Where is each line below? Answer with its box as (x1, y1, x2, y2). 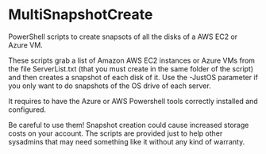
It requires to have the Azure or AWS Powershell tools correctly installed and (8, 96, 258, 106)
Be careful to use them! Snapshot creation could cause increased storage (8, 120, 249, 129)
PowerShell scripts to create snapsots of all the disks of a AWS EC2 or (8, 32, 238, 41)
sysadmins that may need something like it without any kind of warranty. (8, 137, 245, 146)
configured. (8, 105, 46, 114)
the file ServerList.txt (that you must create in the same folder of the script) (8, 64, 254, 73)
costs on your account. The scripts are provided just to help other (8, 129, 223, 138)
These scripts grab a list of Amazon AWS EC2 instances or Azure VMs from (8, 56, 256, 65)
